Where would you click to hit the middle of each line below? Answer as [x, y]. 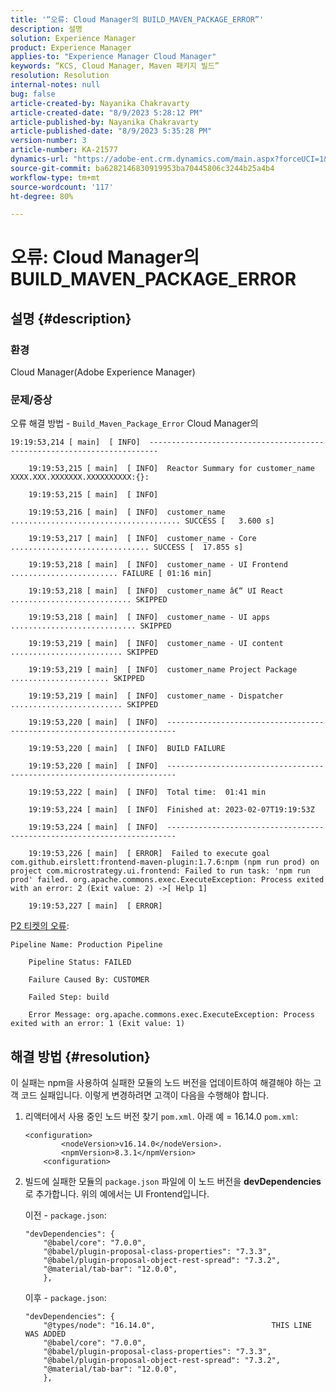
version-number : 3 [48, 141]
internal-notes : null [55, 85]
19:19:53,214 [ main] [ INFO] [75, 442]
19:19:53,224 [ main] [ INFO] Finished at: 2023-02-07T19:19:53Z [171, 810]
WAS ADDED [45, 1334]
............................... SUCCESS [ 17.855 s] [127, 547]
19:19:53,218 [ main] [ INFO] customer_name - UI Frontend [158, 565]
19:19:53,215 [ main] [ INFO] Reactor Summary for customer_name [171, 469]
